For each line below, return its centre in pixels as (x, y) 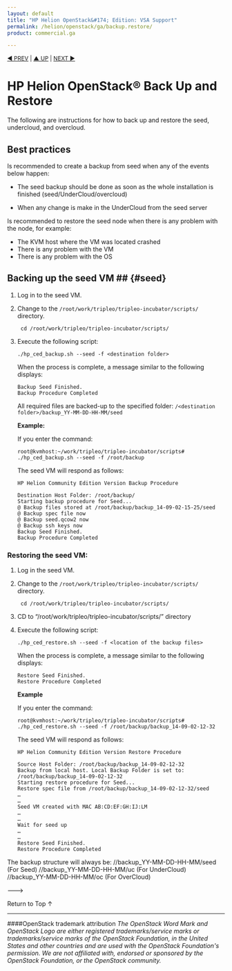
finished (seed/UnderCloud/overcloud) (72, 194)
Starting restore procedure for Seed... (76, 783)
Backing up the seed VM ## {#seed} (87, 278)
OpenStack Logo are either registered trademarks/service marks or (103, 931)
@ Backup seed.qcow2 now (53, 519)
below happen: (28, 173)
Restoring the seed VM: (48, 555)
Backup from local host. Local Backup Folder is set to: (101, 771)
